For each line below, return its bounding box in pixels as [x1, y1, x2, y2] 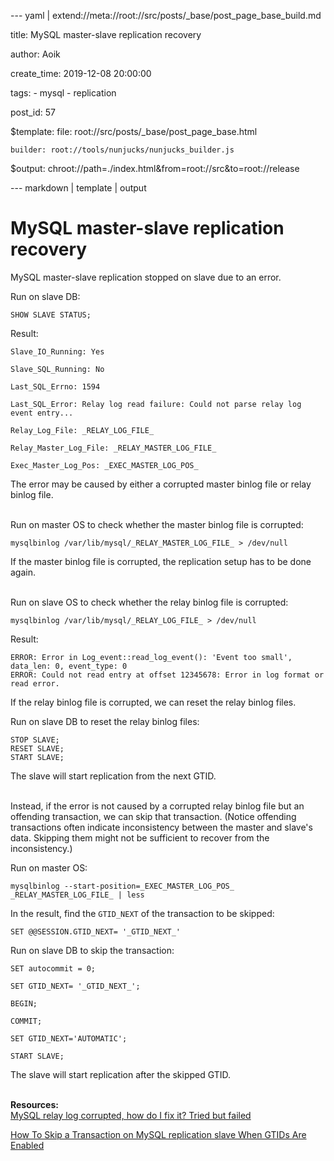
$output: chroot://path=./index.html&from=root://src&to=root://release [10, 163, 300, 174]
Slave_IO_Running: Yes [10, 346, 105, 357]
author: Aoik [10, 48, 61, 60]
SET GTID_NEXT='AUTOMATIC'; [10, 1033, 128, 1044]
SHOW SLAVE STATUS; [10, 310, 92, 320]
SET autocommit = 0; [10, 963, 97, 974]
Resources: [10, 1098, 59, 1110]
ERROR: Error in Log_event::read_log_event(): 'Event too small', [10, 652, 293, 662]
